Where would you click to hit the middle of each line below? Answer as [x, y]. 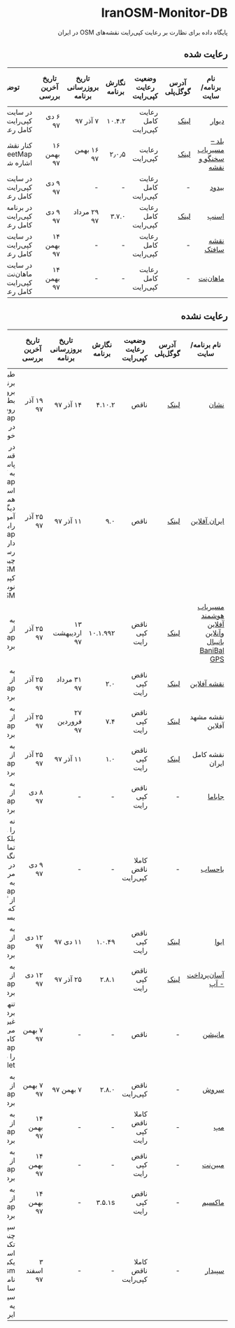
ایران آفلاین [207, 521]
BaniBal [212, 650]
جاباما [216, 796]
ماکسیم [213, 1202]
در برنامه [19, 207]
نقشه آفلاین [207, 684]
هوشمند [213, 615]
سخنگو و [212, 158]
